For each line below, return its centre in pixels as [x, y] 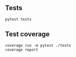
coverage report [22, 50]
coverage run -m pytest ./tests [38, 45]
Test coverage [27, 34]
